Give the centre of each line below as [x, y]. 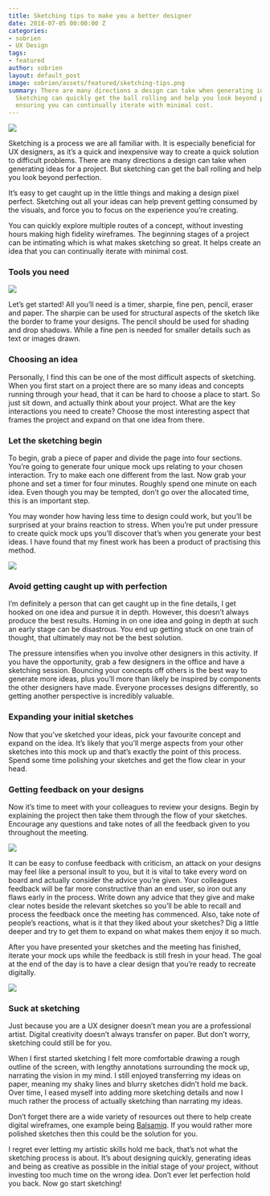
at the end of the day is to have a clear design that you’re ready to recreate [132, 964]
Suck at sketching [44, 1008]
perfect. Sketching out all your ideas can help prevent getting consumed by [133, 202]
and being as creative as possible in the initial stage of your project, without [133, 1166]
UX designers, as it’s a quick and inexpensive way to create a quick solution [134, 152]
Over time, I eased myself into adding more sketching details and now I [126, 1092]
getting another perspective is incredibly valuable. [91, 696]
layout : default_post [45, 76]
